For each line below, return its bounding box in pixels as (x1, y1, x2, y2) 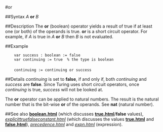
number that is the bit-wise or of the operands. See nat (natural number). (5, 101, 154, 107)
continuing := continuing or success (14, 67, 92, 72)
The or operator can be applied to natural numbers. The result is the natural (5, 96, 159, 102)
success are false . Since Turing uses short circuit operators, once (5, 81, 139, 87)
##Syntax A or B (5, 14, 39, 19)
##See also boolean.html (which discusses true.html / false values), (5, 111, 144, 117)
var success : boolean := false (14, 53, 81, 58)
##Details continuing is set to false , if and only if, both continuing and (5, 76, 147, 82)
